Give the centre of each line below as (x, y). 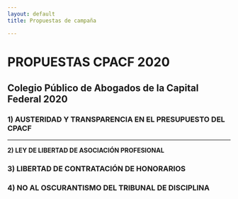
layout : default (31, 14)
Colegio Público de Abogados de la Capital (103, 88)
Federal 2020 (38, 99)
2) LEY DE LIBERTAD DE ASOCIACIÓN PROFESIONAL (86, 151)
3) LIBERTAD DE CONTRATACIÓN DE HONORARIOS (97, 169)
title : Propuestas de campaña (52, 21)
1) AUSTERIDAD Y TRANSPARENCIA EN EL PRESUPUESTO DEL (116, 119)
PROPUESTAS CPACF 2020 (89, 62)
